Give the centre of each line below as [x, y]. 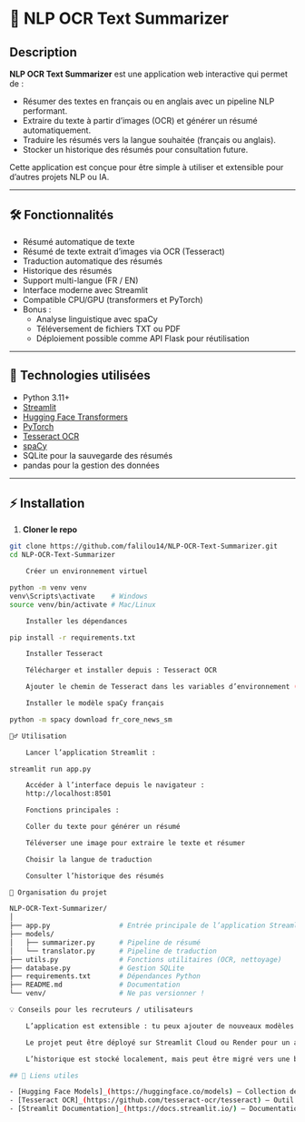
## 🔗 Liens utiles [44, 1076]
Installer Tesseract [64, 654]
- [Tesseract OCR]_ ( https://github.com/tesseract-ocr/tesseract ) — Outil [152, 1100]
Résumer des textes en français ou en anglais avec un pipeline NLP [148, 101]
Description [43, 52]
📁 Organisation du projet [58, 892]
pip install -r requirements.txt [73, 637]
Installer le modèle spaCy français [95, 703]
